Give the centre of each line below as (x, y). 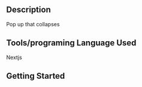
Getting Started (36, 76)
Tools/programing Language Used (71, 43)
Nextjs (14, 57)
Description (28, 10)
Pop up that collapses (33, 24)
